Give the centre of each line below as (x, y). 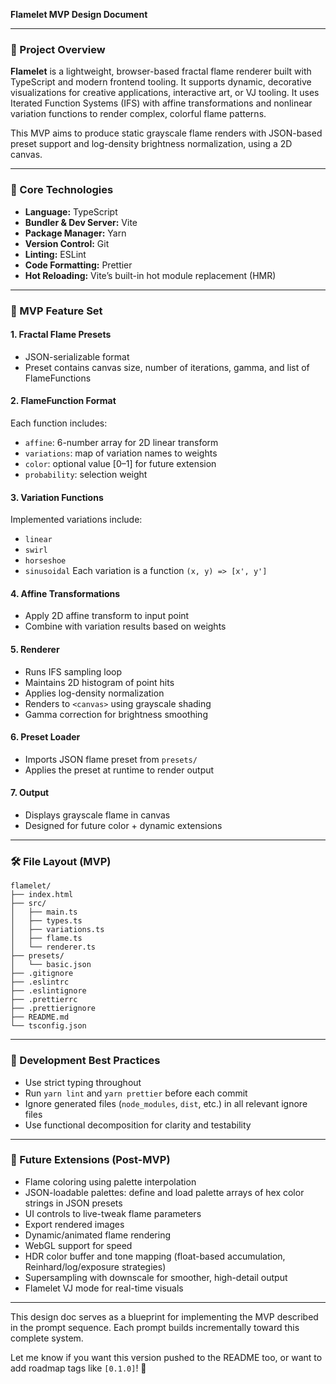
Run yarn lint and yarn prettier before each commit (136, 1093)
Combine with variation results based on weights (125, 626)
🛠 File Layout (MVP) (61, 861)
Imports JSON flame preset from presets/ (111, 759)
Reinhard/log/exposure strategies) (95, 1266)
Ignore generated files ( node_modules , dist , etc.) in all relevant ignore (166, 1103)
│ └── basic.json (51, 965)
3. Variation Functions (57, 497)
